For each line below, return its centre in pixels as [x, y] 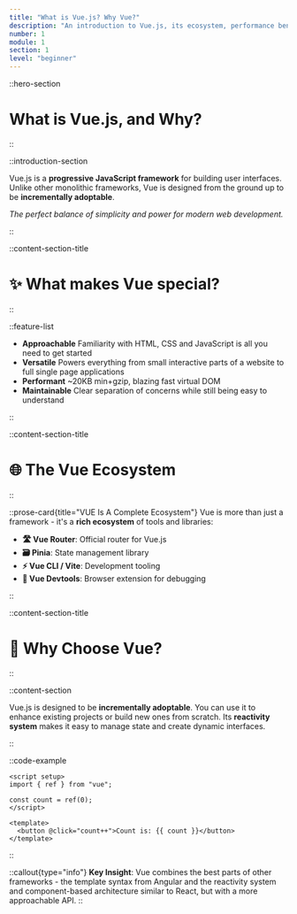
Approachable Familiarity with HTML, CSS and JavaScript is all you [145, 343]
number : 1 [27, 34]
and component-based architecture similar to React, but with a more [133, 891]
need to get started [57, 353]
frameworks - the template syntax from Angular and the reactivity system [143, 881]
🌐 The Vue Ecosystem [93, 470]
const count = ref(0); [51, 800]
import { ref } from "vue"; [61, 784]
